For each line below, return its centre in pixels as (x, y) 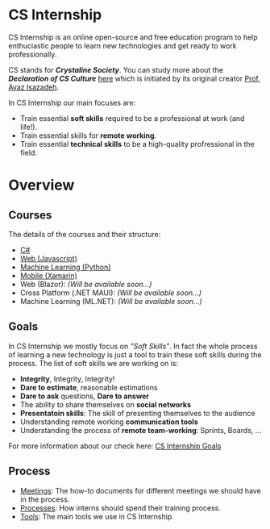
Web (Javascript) (49, 258)
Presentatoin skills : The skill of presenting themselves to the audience (137, 413)
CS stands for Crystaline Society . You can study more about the (116, 69)
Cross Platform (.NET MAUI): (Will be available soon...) (110, 293)
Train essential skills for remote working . (88, 135)
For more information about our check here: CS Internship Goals (115, 446)
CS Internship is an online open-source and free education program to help (133, 37)
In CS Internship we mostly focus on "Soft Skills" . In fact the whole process (133, 346)
